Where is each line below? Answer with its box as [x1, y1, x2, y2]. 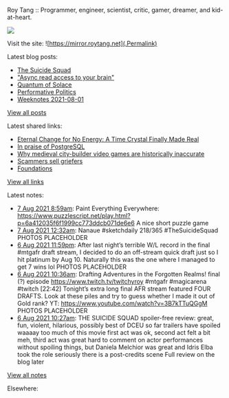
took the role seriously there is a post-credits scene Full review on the [17, 351, 215, 358]
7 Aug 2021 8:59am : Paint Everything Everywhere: [17, 204, 160, 212]
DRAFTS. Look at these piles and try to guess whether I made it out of [17, 292, 215, 300]
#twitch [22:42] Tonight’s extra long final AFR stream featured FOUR [17, 285, 211, 293]
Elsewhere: [7, 384, 39, 393]
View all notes [7, 371, 47, 379]
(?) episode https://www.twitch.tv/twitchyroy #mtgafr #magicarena [17, 278, 207, 285]
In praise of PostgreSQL [17, 142, 85, 151]
